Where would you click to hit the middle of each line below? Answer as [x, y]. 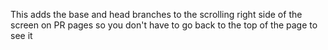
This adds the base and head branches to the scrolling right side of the [156, 14]
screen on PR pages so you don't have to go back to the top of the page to [164, 25]
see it [21, 35]
